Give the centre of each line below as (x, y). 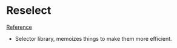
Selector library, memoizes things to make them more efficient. (93, 38)
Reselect (29, 10)
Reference (19, 27)
